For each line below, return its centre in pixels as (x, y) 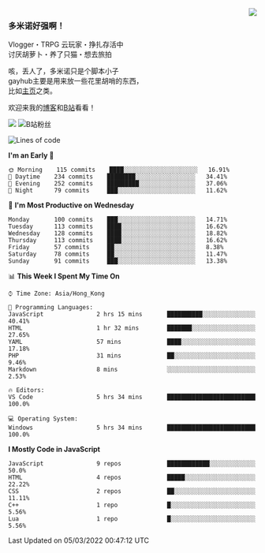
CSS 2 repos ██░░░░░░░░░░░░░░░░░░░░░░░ (132, 491)
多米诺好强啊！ (37, 25)
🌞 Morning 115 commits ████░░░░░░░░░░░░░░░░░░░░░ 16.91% (119, 170)
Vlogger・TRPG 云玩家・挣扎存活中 (66, 45)
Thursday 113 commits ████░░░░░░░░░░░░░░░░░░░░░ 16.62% (118, 241)
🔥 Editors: (26, 390)
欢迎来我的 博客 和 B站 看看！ (52, 108)
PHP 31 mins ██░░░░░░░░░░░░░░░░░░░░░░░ (132, 356)
